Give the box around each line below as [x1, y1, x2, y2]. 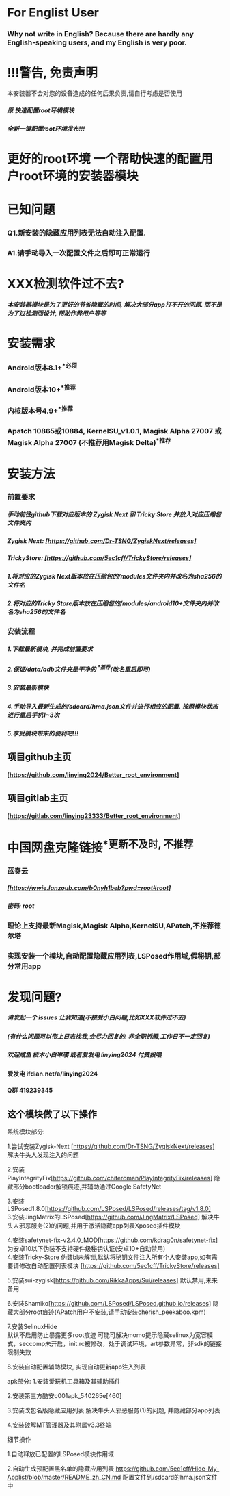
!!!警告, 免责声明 [7, 65, 98, 81]
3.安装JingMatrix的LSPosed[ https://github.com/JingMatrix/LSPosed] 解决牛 [7, 1213, 220, 1221]
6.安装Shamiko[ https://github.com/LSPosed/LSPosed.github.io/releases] [7, 1300, 212, 1308]
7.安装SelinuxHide [7, 1323, 57, 1331]
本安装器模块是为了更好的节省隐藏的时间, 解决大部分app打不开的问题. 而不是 [7, 301, 222, 309]
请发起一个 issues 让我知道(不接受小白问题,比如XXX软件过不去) [7, 1013, 186, 1022]
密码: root [7, 902, 35, 910]
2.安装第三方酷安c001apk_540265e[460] [7, 1392, 122, 1400]
